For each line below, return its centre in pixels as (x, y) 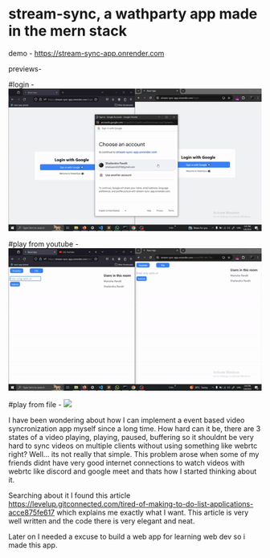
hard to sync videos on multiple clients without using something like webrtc (133, 446)
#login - (21, 84)
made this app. (33, 545)
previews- (25, 68)
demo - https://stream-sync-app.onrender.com (86, 53)
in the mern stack (67, 31)
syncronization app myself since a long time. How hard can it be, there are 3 (135, 428)
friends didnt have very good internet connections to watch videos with (127, 462)
